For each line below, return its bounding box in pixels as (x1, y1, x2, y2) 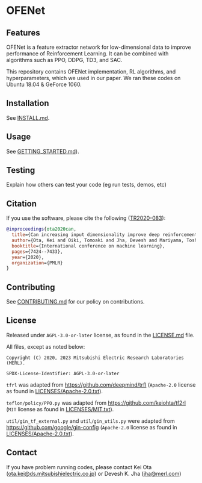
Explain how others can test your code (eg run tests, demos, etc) (6, 181, 167, 189)
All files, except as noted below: (6, 343, 85, 350)
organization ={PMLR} (11, 260, 63, 266)
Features (6, 28, 40, 38)
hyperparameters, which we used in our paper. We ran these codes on (6, 75, 181, 81)
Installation (6, 98, 49, 108)
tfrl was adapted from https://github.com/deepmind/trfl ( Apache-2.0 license (6, 381, 196, 388)
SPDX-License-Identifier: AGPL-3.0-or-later (6, 370, 120, 376)
